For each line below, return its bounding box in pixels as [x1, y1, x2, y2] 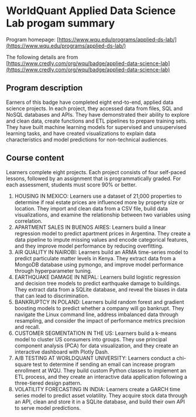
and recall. [14, 323, 40, 330]
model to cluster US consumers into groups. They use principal [14, 335, 167, 343]
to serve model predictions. [14, 404, 81, 411]
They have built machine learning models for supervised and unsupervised [6, 123, 187, 130]
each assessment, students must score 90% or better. [6, 181, 137, 188]
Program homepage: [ [6, 36, 59, 43]
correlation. [14, 217, 43, 224]
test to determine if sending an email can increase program [33, 361, 176, 368]
